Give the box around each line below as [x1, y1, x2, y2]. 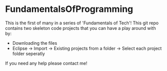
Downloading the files [12, 40, 57, 46]
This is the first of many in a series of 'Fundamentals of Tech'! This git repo [5, 20, 159, 26]
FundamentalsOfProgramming [5, 3, 133, 15]
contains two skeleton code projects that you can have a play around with [5, 25, 156, 31]
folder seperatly [12, 51, 45, 57]
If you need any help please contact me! [5, 60, 88, 66]
